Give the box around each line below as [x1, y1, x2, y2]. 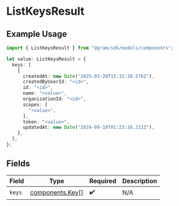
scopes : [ [22, 101, 48, 108]
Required [89, 177, 116, 185]
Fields [6, 158, 31, 169]
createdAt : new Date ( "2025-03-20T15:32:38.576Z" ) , [22, 73, 155, 79]
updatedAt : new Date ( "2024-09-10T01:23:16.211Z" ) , [22, 124, 155, 131]
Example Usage [6, 29, 67, 39]
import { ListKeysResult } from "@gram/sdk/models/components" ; [6, 45, 174, 51]
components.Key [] [29, 188, 84, 197]
